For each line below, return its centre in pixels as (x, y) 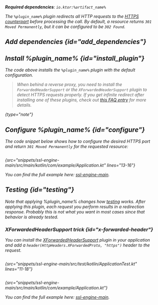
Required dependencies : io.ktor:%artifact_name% (56, 7)
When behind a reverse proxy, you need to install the (69, 85)
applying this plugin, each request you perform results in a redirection (75, 206)
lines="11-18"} (19, 269)
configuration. (19, 75)
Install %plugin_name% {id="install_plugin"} (75, 58)
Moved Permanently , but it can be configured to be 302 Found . (65, 27)
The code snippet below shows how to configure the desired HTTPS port (78, 141)
